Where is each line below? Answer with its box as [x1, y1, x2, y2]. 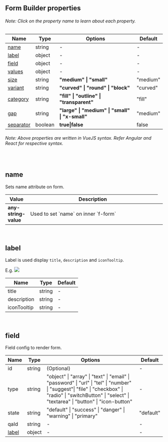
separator [7, 121, 31, 128]
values [7, 68, 23, 75]
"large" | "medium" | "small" [59, 107, 130, 114]
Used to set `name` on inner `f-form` [30, 210, 116, 217]
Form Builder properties [5, 4, 81, 13]
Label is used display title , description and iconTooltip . [5, 257, 124, 263]
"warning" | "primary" [46, 412, 98, 419]
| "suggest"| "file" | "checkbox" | [46, 385, 123, 392]
